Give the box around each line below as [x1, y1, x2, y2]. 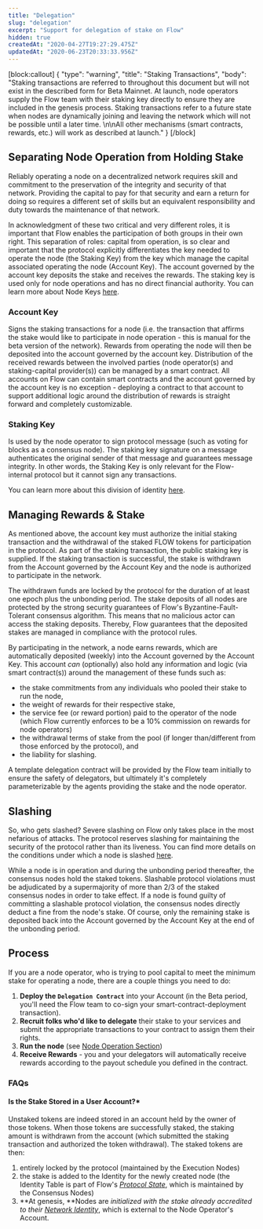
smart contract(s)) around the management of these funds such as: [8, 668, 226, 678]
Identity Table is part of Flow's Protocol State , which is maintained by [19, 1180, 244, 1189]
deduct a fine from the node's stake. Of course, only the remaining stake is [8, 908, 250, 917]
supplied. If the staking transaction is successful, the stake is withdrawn [8, 554, 242, 564]
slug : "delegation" [8, 19, 72, 27]
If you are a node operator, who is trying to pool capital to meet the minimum [8, 967, 256, 977]
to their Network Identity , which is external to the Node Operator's [19, 1205, 234, 1214]
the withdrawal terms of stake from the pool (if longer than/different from [19, 733, 256, 743]
